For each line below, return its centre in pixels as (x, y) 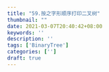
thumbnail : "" (27, 20)
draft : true (24, 58)
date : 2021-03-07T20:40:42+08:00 (55, 26)
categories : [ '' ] (32, 52)
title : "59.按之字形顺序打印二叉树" (54, 13)
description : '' (30, 39)
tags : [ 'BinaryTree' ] (38, 45)
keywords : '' (26, 33)
